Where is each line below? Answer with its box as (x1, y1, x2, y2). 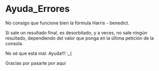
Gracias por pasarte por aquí (5, 60, 66, 66)
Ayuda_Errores (5, 3, 70, 15)
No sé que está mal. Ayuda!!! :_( (5, 50, 72, 56)
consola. (5, 40, 24, 46)
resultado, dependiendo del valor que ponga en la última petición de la (5, 35, 154, 41)
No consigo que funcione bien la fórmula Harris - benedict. (5, 20, 129, 26)
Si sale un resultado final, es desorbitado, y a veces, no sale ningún (5, 29, 147, 35)
